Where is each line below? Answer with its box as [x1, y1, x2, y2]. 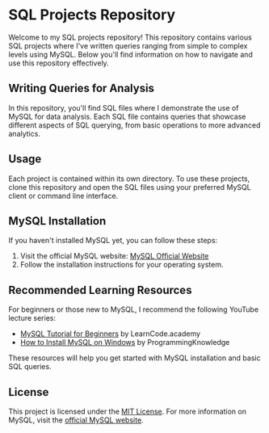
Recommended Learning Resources [8, 283, 192, 296]
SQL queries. [8, 362, 52, 372]
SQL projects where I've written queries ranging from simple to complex [8, 40, 248, 50]
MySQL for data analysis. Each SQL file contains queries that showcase [8, 111, 246, 121]
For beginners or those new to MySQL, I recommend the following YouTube [8, 305, 259, 314]
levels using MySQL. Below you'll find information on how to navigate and [8, 49, 253, 59]
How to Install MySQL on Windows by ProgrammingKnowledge [19, 338, 230, 347]
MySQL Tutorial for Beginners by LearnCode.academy [19, 329, 200, 338]
